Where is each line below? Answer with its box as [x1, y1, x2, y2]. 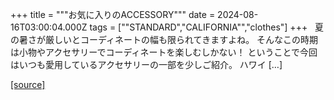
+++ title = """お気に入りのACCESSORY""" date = [10, 9, 216, 20]
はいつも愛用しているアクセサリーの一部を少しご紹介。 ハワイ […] [10, 59, 283, 70]
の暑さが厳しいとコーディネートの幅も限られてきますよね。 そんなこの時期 [10, 34, 319, 45]
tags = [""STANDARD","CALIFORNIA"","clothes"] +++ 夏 [89, 21, 324, 33]
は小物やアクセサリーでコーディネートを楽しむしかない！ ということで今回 [10, 46, 318, 58]
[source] [10, 79, 46, 90]
